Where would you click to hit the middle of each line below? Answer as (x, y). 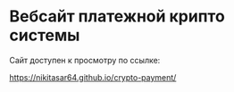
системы (45, 35)
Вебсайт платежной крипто (117, 17)
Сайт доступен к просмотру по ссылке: (85, 60)
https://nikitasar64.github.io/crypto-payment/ (93, 77)
